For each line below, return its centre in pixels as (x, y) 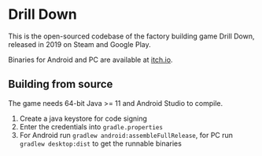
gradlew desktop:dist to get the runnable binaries (101, 143)
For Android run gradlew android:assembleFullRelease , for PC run (126, 135)
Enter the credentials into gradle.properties (91, 126)
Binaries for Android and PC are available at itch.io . (90, 60)
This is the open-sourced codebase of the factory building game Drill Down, (131, 36)
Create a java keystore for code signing (83, 118)
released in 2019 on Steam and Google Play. (79, 44)
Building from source (61, 84)
